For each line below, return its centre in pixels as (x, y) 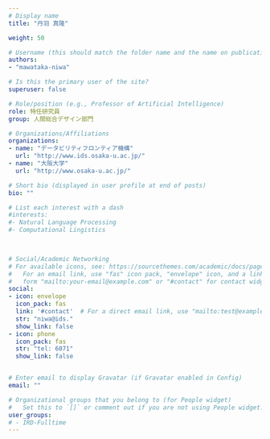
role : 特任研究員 (34, 111)
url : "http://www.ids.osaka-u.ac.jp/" (81, 156)
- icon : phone (32, 334)
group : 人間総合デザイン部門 (51, 119)
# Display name (34, 16)
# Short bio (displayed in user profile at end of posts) (107, 185)
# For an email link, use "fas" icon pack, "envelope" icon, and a (127, 274)
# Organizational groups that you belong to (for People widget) (120, 400)
